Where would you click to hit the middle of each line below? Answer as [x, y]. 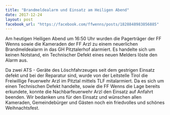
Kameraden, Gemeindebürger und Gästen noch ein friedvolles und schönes [85, 103]
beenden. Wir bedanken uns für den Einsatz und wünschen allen [73, 97]
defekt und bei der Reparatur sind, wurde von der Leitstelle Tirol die [77, 76]
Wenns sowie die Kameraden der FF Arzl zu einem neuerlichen [72, 44]
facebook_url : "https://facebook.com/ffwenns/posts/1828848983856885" [82, 24]
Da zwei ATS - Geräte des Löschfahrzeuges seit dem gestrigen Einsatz [80, 70]
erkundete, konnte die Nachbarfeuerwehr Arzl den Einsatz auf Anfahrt [79, 92]
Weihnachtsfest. [23, 108]
